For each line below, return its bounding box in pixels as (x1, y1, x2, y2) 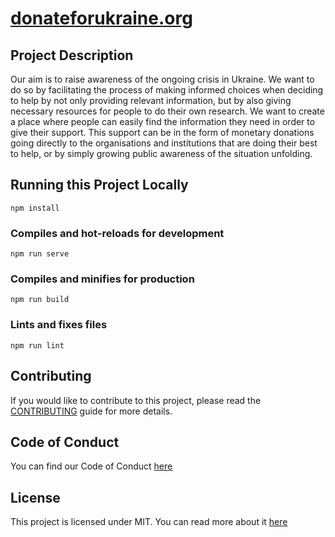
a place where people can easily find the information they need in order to (10, 116, 316, 127)
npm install (10, 203, 60, 213)
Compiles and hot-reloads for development (10, 226, 225, 240)
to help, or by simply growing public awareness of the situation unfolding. (10, 148, 313, 159)
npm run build (10, 295, 70, 305)
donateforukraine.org (10, 7, 193, 30)
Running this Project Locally (10, 177, 189, 194)
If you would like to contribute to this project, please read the (10, 394, 262, 406)
